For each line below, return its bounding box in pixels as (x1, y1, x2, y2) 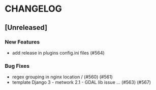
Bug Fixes (5, 62, 30, 69)
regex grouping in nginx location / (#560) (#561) (12, 74, 113, 80)
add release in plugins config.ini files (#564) (12, 50, 105, 56)
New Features (5, 38, 40, 46)
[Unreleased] (5, 23, 48, 32)
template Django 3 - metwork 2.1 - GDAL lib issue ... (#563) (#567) (12, 79, 151, 85)
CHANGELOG (5, 3, 62, 15)
